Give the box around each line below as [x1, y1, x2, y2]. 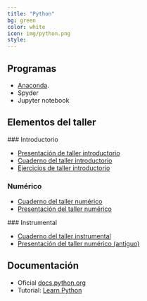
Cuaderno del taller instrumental [17, 232, 111, 241]
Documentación [7, 260, 79, 271]
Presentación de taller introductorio [17, 148, 121, 157]
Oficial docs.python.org [17, 278, 86, 287]
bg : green [7, 17, 37, 24]
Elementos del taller [7, 117, 96, 129]
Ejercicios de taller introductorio [17, 163, 110, 172]
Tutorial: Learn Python [17, 286, 82, 294]
